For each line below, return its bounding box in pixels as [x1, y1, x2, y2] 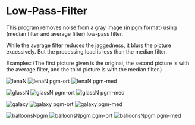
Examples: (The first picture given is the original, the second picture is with [6, 60, 190, 67]
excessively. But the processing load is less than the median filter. [6, 48, 168, 55]
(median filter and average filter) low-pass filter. [6, 30, 124, 37]
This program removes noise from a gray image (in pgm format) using [6, 24, 177, 31]
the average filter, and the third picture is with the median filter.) [6, 65, 162, 73]
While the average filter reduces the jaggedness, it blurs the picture [6, 42, 171, 49]
